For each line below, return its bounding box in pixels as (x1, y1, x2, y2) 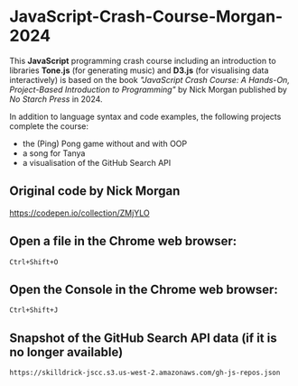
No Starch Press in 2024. (9, 93, 103, 105)
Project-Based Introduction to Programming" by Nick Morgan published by (9, 84, 287, 95)
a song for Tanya (22, 147, 86, 159)
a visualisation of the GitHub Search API (22, 157, 172, 168)
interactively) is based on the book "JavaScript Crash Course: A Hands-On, (9, 74, 291, 85)
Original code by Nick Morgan (9, 183, 181, 199)
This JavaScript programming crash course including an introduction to (9, 55, 277, 66)
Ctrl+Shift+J (9, 306, 59, 315)
